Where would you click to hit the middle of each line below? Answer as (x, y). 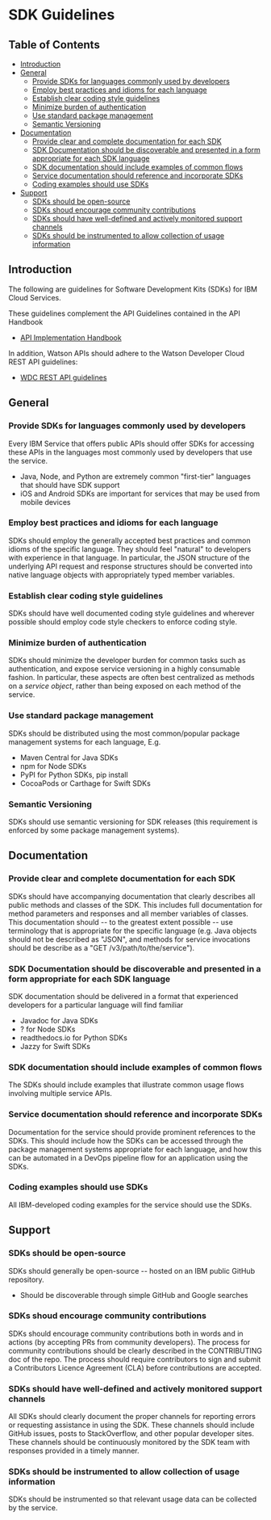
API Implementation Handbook (71, 338)
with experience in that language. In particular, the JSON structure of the (129, 557)
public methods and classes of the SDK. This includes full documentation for (135, 905)
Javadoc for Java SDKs (59, 1020)
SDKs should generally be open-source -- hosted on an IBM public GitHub (132, 1270)
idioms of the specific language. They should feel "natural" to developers (130, 549)
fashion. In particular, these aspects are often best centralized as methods (132, 678)
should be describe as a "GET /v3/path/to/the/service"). (102, 947)
